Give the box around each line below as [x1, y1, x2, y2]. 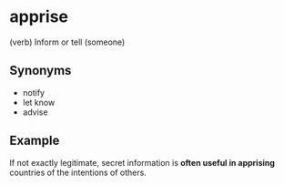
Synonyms [9, 63, 72, 78]
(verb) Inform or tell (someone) [9, 36, 126, 47]
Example [9, 133, 60, 149]
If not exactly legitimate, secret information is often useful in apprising [9, 157, 276, 168]
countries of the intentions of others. [9, 167, 147, 178]
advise [22, 107, 48, 118]
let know [22, 97, 56, 108]
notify [22, 87, 46, 98]
